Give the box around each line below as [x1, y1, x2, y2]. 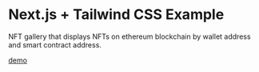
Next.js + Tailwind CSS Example [8, 6, 225, 24]
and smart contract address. [8, 40, 102, 49]
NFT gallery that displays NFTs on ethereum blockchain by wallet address [8, 32, 251, 41]
